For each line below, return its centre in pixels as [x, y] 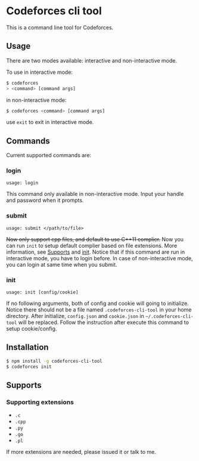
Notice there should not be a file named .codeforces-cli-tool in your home [99, 310]
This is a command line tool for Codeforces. [60, 27]
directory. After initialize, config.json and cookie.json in [75, 316]
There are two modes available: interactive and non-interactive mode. [92, 60]
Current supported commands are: [49, 155]
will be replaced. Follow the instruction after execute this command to [104, 322]
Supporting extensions [40, 402]
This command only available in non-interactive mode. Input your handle [95, 194]
